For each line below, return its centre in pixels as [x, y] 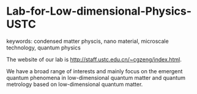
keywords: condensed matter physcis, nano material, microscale [88, 41]
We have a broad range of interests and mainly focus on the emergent [95, 71]
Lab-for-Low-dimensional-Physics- [99, 11]
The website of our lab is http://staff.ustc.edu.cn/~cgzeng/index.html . [94, 59]
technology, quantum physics [43, 48]
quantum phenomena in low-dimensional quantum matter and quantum [96, 78]
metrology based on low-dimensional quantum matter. [75, 84]
